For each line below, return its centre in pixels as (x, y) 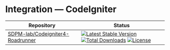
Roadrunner (22, 40)
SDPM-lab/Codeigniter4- (38, 34)
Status (122, 25)
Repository (42, 25)
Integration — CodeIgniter (61, 9)
